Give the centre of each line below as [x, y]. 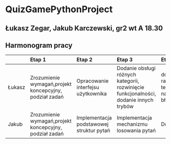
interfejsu [88, 88]
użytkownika [92, 94]
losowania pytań [136, 131]
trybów [125, 106]
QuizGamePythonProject [59, 9]
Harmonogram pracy [39, 45]
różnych [126, 75]
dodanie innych [135, 100]
